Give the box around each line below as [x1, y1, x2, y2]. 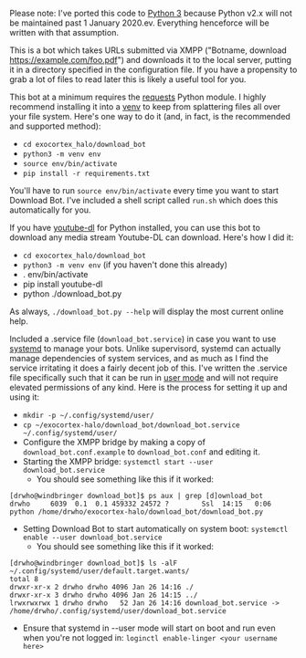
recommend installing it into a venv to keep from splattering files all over [9, 101, 281, 112]
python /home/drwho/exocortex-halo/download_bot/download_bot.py [9, 507, 263, 517]
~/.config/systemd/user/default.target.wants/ [9, 567, 190, 576]
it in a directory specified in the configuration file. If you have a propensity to [9, 64, 298, 75]
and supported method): [9, 120, 101, 131]
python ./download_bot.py [22, 288, 122, 299]
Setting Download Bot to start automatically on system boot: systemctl [22, 524, 289, 534]
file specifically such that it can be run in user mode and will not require [9, 372, 279, 382]
